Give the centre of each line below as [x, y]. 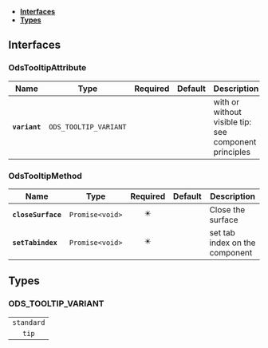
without [227, 112]
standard [29, 322]
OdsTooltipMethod [45, 176]
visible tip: [233, 121]
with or [227, 101]
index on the [233, 243]
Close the [227, 209]
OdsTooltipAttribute [47, 68]
